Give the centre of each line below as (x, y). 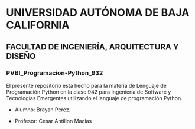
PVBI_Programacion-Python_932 (55, 72)
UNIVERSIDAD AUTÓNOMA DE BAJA (98, 13)
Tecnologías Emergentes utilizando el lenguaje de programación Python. (94, 98)
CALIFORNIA (38, 25)
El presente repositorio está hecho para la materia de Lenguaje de (86, 85)
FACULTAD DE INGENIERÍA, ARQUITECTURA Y (92, 47)
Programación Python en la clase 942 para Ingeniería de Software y (89, 92)
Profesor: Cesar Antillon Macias (53, 121)
